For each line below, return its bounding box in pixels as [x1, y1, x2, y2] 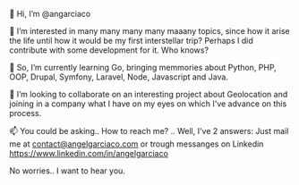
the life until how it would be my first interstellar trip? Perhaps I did [9, 36, 253, 46]
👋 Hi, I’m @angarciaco [9, 9, 91, 19]
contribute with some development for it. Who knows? [9, 45, 209, 55]
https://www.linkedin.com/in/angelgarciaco [9, 148, 168, 158]
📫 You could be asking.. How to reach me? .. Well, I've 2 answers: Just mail [9, 126, 289, 136]
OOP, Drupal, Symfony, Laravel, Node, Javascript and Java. [9, 71, 228, 82]
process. [9, 108, 42, 118]
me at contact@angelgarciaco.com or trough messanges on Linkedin [9, 139, 264, 149]
